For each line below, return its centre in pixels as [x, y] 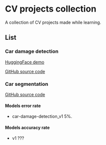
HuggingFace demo [25, 62]
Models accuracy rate [27, 128]
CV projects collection [51, 9]
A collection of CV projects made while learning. [53, 22]
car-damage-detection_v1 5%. [42, 116]
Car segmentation [27, 84]
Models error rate [23, 106]
